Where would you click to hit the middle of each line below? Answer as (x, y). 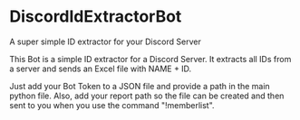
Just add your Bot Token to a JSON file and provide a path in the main (140, 86)
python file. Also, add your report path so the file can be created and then (147, 96)
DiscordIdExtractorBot (96, 17)
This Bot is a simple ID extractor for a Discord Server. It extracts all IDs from (150, 59)
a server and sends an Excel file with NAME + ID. (101, 69)
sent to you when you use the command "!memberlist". (112, 105)
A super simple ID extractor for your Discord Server (105, 42)
